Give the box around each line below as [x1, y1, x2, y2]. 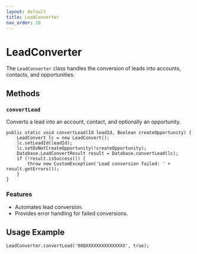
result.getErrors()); [6, 166, 60, 172]
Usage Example [6, 227, 65, 237]
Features [6, 190, 33, 198]
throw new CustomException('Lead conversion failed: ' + [27, 161, 170, 167]
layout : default [6, 8, 46, 15]
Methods [6, 88, 40, 99]
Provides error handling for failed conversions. [14, 210, 128, 217]
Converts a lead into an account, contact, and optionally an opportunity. [6, 118, 182, 125]
